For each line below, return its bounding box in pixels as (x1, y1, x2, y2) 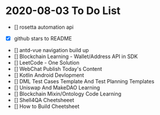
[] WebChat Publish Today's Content (13, 66, 103, 72)
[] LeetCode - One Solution (13, 59, 80, 66)
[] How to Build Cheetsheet (13, 103, 80, 110)
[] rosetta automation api (13, 23, 74, 31)
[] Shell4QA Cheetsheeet (13, 97, 74, 103)
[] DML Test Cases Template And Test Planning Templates (13, 78, 155, 84)
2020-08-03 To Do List (5, 4, 121, 18)
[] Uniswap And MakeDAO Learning (13, 84, 100, 91)
